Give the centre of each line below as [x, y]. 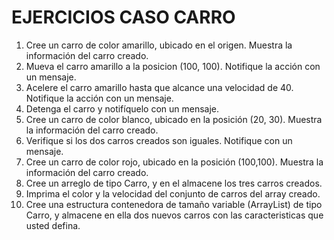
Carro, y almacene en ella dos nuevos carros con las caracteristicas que [174, 215]
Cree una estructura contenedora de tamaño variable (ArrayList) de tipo [174, 204]
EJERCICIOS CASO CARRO [123, 17]
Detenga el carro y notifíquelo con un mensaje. [122, 108]
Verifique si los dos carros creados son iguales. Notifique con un [159, 140]
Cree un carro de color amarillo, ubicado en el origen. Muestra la [159, 45]
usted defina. [53, 225]
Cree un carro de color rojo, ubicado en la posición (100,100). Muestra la [174, 162]
